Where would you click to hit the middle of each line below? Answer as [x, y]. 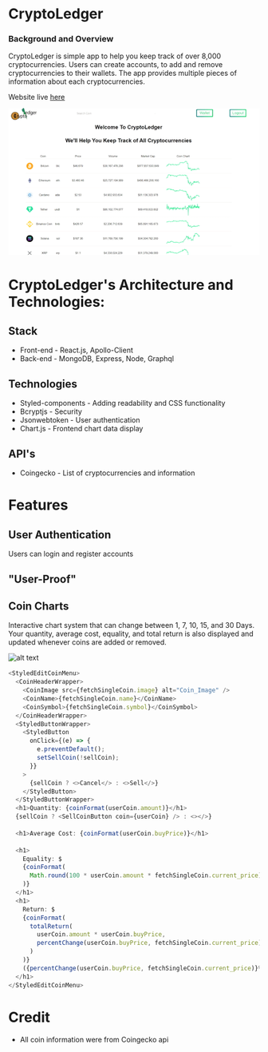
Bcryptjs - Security [51, 411]
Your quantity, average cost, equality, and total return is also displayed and [131, 634]
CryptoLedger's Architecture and [121, 285]
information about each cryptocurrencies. [77, 81]
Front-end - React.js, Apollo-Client [77, 350]
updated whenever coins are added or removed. [88, 642]
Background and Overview [61, 39]
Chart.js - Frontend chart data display [81, 429]
